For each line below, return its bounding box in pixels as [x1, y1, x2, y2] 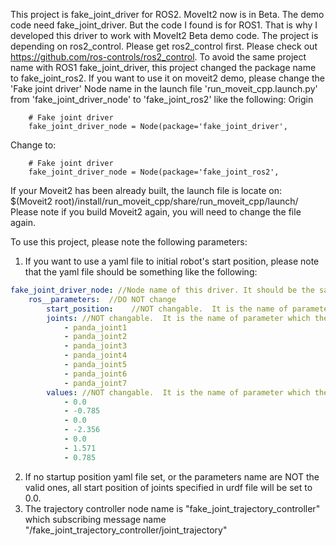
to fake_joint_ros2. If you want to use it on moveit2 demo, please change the [10, 72, 326, 84]
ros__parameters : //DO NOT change [28, 294, 177, 304]
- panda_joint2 [63, 332, 128, 342]
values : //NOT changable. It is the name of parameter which [46, 387, 311, 398]
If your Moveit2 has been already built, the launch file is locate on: [10, 185, 282, 196]
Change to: [10, 139, 57, 151]
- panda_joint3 [63, 341, 128, 351]
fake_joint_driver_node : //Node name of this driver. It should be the [10, 285, 315, 295]
